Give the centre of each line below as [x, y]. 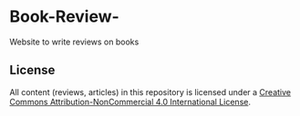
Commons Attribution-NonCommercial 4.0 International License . [130, 101]
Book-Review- [65, 17]
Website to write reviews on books [74, 42]
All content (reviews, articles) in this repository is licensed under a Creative [150, 92]
